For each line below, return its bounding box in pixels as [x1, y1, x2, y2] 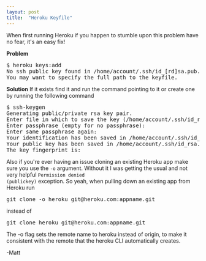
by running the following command [6, 92, 94, 99]
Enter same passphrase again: [6, 128, 97, 135]
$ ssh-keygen [6, 103, 46, 111]
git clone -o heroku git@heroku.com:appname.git [6, 196, 155, 202]
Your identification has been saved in [6, 134, 126, 141]
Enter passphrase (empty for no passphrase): [6, 122, 146, 129]
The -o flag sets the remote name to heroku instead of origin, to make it [6, 230, 187, 238]
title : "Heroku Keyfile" [6, 15, 72, 21]
